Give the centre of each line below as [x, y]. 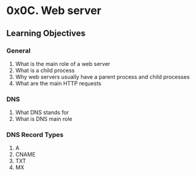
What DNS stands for [42, 112]
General [18, 51]
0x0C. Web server [54, 11]
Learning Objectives [46, 33]
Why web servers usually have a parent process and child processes [102, 76]
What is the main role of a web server [63, 64]
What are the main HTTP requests [58, 83]
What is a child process [45, 70]
